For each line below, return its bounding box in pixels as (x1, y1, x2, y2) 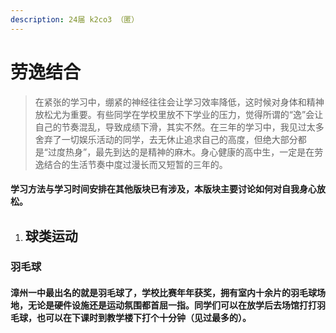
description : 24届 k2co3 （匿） (10, 14, 140, 25)
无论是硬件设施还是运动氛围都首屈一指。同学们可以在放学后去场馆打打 (27, 299, 317, 311)
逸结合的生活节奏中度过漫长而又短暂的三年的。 (34, 158, 228, 170)
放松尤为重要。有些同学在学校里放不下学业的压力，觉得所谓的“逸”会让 (34, 108, 324, 120)
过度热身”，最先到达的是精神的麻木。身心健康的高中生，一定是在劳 (47, 146, 324, 158)
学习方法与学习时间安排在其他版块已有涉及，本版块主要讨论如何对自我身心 (10, 183, 317, 195)
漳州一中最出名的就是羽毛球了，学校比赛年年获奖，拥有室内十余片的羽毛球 (10, 287, 317, 299)
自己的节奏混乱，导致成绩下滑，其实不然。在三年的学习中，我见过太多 (34, 121, 325, 133)
